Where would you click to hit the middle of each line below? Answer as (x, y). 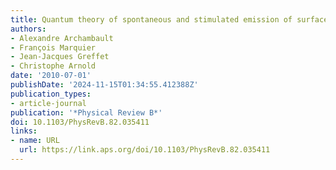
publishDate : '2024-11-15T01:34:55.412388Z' (104, 85)
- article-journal (48, 103)
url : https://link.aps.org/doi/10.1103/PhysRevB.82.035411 (145, 150)
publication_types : (51, 94)
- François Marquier (53, 47)
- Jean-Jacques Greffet (60, 57)
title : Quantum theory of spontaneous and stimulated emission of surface (169, 19)
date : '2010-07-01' (51, 76)
